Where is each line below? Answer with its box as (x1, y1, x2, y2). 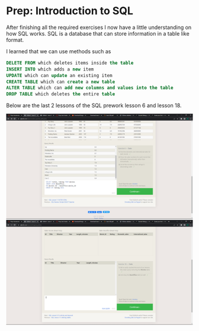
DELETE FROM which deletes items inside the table (6, 60, 134, 66)
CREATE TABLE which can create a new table (6, 79, 115, 85)
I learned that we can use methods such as (6, 47, 111, 54)
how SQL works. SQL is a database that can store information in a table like (6, 30, 190, 37)
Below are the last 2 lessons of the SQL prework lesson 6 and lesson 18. (6, 102, 182, 109)
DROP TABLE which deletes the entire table (6, 91, 115, 97)
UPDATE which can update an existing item (6, 72, 113, 78)
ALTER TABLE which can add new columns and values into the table (6, 85, 174, 91)
